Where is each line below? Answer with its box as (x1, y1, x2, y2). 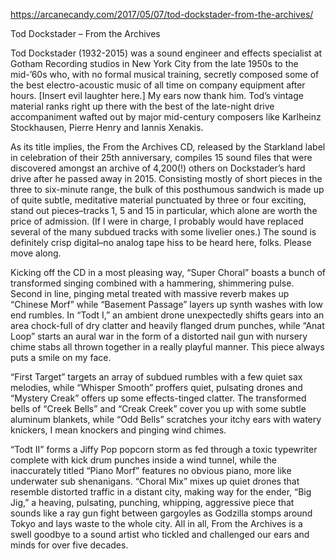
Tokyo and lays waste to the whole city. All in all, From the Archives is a (10, 518, 303, 529)
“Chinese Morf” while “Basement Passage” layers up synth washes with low (10, 299, 323, 310)
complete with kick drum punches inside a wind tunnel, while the (10, 454, 277, 466)
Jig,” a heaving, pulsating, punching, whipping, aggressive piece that (10, 497, 295, 508)
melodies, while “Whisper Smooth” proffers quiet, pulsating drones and (10, 382, 303, 393)
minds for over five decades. (10, 539, 129, 551)
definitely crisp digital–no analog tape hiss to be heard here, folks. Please (10, 237, 312, 248)
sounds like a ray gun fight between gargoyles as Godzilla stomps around (10, 507, 313, 519)
